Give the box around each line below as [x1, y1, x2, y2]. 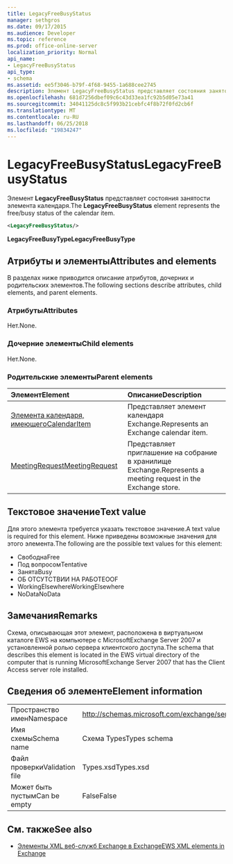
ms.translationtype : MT [7, 107, 76, 114]
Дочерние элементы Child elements [7, 339, 134, 348]
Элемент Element [10, 390, 70, 400]
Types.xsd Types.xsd [82, 763, 150, 772]
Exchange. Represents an [127, 418, 209, 428]
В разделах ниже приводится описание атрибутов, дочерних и [7, 274, 194, 282]
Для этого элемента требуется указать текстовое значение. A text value [7, 524, 221, 532]
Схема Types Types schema [82, 734, 173, 744]
